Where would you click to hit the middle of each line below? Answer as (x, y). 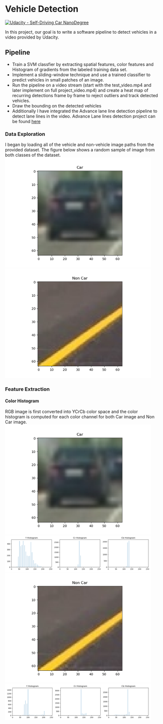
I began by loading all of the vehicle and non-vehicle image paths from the (80, 145)
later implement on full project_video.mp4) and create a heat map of (80, 90)
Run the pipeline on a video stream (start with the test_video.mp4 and (82, 85)
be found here (26, 121)
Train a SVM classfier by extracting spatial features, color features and (83, 64)
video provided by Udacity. (32, 37)
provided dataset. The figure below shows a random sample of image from (80, 150)
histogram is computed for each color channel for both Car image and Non (80, 417)
